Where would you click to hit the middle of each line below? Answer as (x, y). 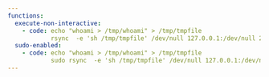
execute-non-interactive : (58, 23)
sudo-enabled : (38, 46)
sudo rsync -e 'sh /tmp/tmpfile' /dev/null (126, 61)
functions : (26, 16)
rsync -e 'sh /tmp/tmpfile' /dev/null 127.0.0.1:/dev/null (153, 38)
